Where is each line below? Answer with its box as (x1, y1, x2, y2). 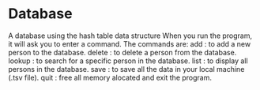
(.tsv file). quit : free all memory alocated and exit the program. (8, 73, 212, 82)
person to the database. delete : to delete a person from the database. (8, 47, 237, 57)
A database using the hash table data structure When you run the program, (8, 31, 253, 40)
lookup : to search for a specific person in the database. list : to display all (8, 56, 248, 66)
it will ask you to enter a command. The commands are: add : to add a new (8, 39, 251, 48)
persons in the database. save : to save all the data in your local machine (8, 64, 245, 73)
